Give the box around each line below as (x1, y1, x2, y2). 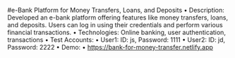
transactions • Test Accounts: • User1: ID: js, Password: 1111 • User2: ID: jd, (7, 36, 226, 44)
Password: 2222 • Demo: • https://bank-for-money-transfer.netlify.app (7, 43, 214, 51)
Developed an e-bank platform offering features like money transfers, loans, (7, 13, 228, 22)
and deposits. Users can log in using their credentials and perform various (7, 21, 224, 29)
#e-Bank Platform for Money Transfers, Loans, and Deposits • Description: (7, 6, 224, 14)
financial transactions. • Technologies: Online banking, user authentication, (7, 28, 226, 36)
